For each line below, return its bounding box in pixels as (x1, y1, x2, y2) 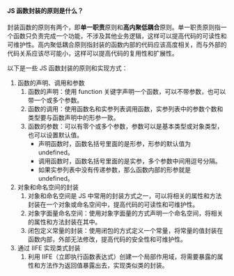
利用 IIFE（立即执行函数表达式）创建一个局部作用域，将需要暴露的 (27, 252, 217, 261)
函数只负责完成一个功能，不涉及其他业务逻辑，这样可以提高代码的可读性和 (13, 32, 227, 40)
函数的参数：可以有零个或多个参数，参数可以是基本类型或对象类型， (27, 122, 224, 131)
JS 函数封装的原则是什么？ (7, 6, 84, 15)
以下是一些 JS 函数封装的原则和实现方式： (7, 64, 128, 72)
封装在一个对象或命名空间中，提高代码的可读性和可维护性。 (27, 200, 199, 209)
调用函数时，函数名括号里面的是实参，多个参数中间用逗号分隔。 (38, 157, 221, 165)
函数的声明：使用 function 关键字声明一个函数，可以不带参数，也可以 (27, 88, 226, 96)
